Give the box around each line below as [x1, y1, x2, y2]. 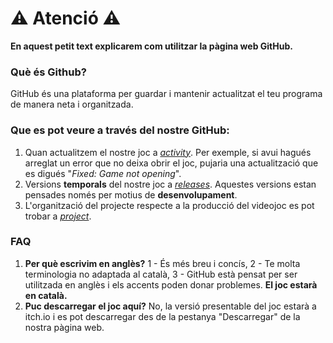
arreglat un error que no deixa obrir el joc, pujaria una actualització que [24, 157, 319, 169]
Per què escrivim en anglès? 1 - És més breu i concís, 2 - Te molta [24, 257, 301, 269]
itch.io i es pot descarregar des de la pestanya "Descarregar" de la [24, 310, 301, 322]
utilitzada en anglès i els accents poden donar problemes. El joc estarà [24, 278, 318, 291]
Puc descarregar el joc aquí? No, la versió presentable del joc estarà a [24, 300, 317, 312]
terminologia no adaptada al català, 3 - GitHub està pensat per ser [24, 268, 298, 280]
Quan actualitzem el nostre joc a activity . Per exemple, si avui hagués [24, 146, 312, 158]
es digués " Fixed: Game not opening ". [24, 167, 182, 179]
